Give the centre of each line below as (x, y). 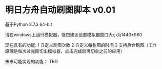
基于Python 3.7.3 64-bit (29, 24)
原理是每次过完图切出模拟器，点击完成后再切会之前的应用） (65, 51)
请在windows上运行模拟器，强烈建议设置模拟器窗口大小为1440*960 (74, 34)
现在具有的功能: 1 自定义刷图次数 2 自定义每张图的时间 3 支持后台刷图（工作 (81, 45)
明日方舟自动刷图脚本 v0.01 (60, 10)
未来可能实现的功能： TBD (31, 61)
